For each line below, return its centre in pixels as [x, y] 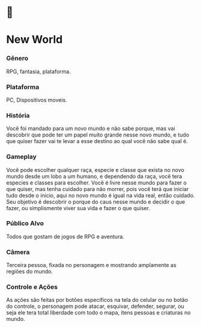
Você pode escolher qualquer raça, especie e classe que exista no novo [95, 169]
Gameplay [22, 157]
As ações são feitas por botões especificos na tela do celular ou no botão [97, 300]
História [18, 115]
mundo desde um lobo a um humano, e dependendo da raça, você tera [94, 176]
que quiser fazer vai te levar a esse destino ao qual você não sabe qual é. [97, 141]
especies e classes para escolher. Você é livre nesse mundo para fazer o [97, 183]
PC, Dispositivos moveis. [37, 100]
